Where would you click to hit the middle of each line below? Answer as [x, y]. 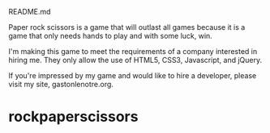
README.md [30, 12]
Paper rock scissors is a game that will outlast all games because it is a [127, 27]
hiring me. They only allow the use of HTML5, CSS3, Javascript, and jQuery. [135, 60]
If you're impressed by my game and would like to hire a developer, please [133, 75]
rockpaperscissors [73, 117]
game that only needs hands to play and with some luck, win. [110, 36]
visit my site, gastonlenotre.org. [61, 84]
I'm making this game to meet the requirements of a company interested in [133, 51]
